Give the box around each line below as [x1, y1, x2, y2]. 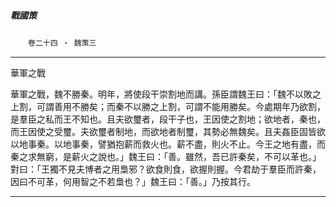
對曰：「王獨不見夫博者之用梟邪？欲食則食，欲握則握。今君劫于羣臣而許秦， [10, 163, 322, 175]
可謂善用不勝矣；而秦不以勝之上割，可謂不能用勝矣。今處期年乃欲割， [36, 100, 326, 112]
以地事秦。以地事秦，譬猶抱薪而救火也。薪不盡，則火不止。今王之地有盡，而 [10, 138, 326, 150]
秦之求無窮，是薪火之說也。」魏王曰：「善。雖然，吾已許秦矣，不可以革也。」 [10, 150, 322, 162]
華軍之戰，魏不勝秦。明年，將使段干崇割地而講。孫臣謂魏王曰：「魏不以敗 [10, 88, 313, 100]
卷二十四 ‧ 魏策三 [28, 38, 97, 48]
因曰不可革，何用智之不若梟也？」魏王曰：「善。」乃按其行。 [10, 175, 256, 187]
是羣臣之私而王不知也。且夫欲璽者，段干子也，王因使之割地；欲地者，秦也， [10, 113, 326, 125]
